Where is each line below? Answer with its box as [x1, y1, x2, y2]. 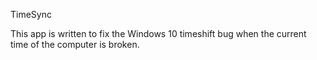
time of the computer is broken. [10, 39, 140, 50]
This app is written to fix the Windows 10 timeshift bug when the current [10, 28, 307, 39]
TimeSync [10, 9, 52, 20]
